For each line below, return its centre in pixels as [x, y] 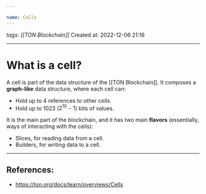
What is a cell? [44, 65]
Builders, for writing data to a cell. [58, 145]
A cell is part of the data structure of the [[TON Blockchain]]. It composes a [101, 82]
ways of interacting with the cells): [50, 127]
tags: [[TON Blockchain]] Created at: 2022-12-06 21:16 [76, 35]
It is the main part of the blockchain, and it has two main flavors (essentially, [103, 120]
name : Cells [21, 17]
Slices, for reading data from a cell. [59, 138]
